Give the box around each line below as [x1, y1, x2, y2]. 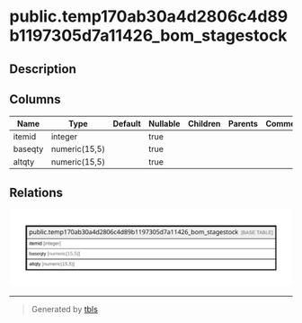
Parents [227, 118, 259, 129]
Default [112, 118, 141, 129]
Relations [9, 184, 64, 200]
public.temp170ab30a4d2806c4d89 [9, 6, 289, 27]
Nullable [147, 118, 181, 129]
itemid [13, 131, 37, 142]
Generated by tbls [31, 304, 99, 315]
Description [9, 61, 76, 76]
